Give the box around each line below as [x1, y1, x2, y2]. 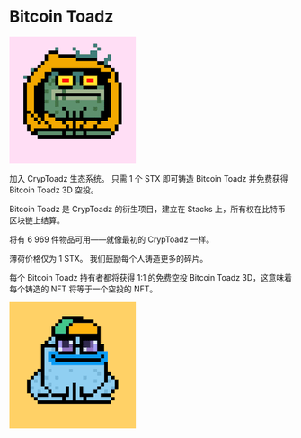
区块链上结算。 [9, 214, 65, 226]
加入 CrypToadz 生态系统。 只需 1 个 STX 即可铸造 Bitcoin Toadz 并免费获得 [9, 173, 288, 183]
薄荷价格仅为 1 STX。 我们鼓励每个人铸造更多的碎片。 [9, 253, 208, 264]
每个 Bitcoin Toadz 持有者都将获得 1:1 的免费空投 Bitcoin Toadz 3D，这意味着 [9, 272, 293, 282]
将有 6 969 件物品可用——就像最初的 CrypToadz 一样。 [9, 234, 215, 245]
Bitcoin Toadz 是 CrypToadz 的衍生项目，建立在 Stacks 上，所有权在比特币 [9, 203, 286, 214]
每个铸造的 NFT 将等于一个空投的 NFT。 [9, 283, 158, 294]
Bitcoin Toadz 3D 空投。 [9, 184, 99, 195]
